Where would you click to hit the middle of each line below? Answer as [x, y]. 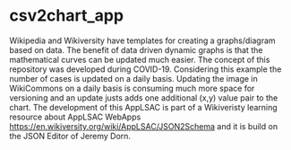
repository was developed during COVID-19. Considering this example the [145, 69]
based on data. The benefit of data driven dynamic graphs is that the [136, 49]
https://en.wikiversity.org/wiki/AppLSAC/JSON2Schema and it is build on [144, 126]
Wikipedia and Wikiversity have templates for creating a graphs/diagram [142, 40]
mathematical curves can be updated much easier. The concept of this [140, 59]
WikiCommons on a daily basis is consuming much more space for [132, 88]
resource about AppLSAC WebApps [75, 117]
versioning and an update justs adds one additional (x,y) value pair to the [144, 97]
